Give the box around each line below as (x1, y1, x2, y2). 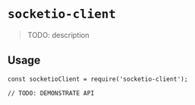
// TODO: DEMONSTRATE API (7, 89, 94, 97)
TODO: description (27, 30, 90, 40)
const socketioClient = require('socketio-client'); (7, 75, 189, 83)
